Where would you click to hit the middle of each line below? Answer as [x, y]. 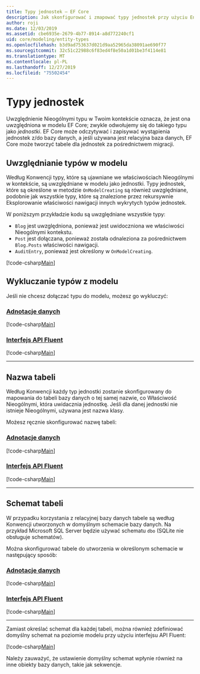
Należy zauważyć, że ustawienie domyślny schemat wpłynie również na [94, 658]
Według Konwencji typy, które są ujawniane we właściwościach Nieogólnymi [100, 177]
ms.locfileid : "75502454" [38, 73]
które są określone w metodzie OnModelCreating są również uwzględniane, [97, 190]
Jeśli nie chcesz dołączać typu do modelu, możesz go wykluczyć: [87, 296]
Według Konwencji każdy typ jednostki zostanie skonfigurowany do [89, 392]
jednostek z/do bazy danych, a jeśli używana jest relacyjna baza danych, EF [99, 138]
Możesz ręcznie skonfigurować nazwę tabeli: [62, 422]
